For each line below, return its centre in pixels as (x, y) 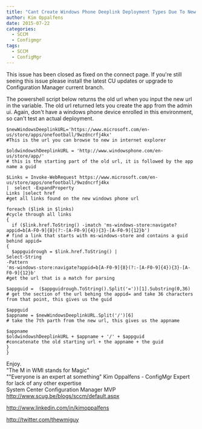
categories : (21, 29)
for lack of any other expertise (44, 383)
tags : (13, 46)
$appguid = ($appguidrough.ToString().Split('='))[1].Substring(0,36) (98, 289)
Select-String (24, 257)
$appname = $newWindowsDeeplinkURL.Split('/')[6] (70, 315)
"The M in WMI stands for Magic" (48, 370)
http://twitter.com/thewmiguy (43, 419)
